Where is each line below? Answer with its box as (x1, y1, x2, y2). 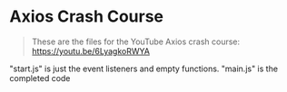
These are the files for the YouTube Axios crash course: (31, 36, 241, 47)
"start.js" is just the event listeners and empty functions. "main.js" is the (9, 63, 279, 74)
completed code (9, 72, 71, 83)
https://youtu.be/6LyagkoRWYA (31, 45, 150, 56)
